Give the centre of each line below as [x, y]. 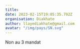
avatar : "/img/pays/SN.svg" [34, 28]
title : [12, 10]
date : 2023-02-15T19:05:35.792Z [39, 14]
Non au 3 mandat [23, 42]
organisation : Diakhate [30, 19]
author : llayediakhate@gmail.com [40, 24]
